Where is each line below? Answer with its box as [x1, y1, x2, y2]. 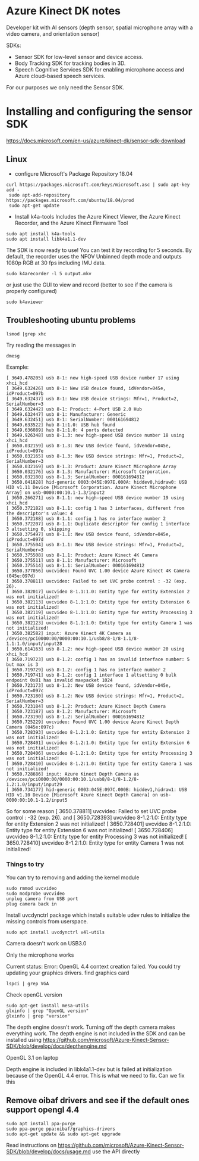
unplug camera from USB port [6, 895, 78, 902]
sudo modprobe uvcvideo [6, 891, 65, 897]
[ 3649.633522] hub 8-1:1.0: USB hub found [6, 422, 116, 428]
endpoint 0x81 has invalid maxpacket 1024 [6, 677, 113, 683]
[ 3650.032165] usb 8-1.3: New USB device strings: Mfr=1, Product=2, [6, 453, 185, 459]
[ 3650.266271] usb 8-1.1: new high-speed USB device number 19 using [6, 494, 185, 501]
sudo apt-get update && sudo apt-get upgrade [6, 1131, 121, 1137]
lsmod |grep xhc [6, 331, 46, 337]
